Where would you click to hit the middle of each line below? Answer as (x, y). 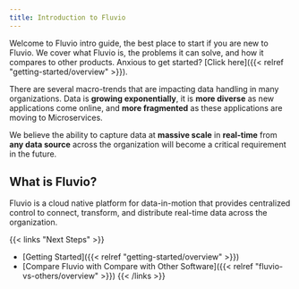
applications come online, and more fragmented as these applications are (146, 107)
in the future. (33, 154)
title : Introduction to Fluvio (68, 17)
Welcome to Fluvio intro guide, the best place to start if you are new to (139, 43)
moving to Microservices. (56, 117)
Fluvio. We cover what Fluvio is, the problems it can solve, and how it (137, 52)
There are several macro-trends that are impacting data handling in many (144, 89)
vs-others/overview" (60, 276)
